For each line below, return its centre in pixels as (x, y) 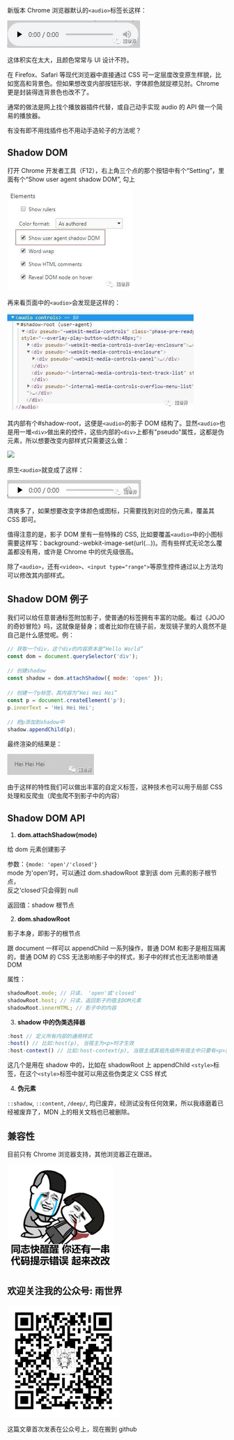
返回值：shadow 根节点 (41, 905)
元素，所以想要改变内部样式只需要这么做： (68, 441)
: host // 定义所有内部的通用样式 (50, 1036)
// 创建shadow (27, 671)
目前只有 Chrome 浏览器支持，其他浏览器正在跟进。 (81, 1154)
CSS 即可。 (24, 519)
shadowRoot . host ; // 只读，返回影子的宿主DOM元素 (74, 1000)
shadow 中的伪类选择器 (51, 1022)
